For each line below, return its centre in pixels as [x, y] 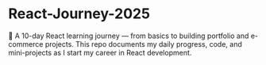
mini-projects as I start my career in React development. [100, 52]
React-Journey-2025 [79, 14]
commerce [26, 44]
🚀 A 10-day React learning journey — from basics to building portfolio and [129, 36]
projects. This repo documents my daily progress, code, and [143, 44]
